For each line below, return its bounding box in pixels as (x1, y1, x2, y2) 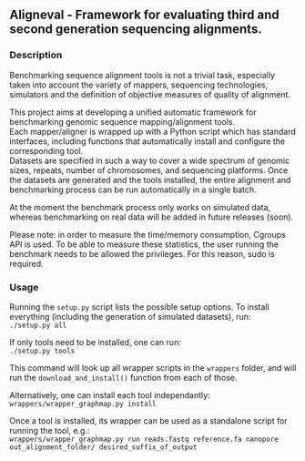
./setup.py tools (9, 346, 76, 355)
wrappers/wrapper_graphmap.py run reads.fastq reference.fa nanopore (9, 435, 280, 444)
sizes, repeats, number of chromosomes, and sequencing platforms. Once (9, 164, 289, 176)
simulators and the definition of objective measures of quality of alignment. (9, 88, 291, 99)
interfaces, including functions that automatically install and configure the (9, 136, 286, 147)
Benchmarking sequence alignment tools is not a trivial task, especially (9, 69, 276, 80)
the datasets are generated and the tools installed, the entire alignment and (9, 174, 291, 185)
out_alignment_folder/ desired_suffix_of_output (9, 442, 198, 452)
